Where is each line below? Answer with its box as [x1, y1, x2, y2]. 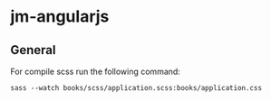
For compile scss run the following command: [10, 66, 180, 77]
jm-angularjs [10, 6, 110, 27]
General [10, 42, 57, 58]
